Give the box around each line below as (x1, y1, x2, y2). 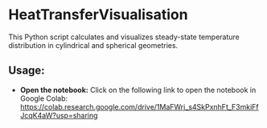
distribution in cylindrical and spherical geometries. (8, 40, 179, 50)
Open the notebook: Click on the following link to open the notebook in (19, 85, 257, 94)
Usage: (8, 64, 46, 78)
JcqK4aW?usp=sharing (19, 110, 98, 120)
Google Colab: (19, 94, 68, 103)
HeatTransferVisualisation (8, 6, 188, 24)
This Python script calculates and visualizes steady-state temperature (8, 32, 240, 42)
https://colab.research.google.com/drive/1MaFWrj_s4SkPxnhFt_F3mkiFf (19, 102, 259, 111)
